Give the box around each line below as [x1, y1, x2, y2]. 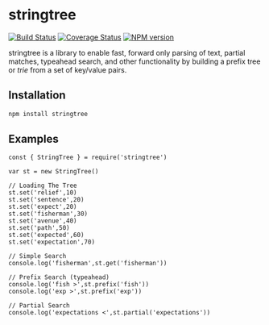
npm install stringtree [8, 110, 89, 118]
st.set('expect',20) [8, 203, 78, 211]
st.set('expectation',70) [8, 238, 95, 247]
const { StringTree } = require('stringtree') [8, 153, 168, 162]
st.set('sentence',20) [8, 196, 85, 204]
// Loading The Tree [8, 181, 78, 190]
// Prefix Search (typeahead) [8, 273, 110, 281]
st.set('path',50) [8, 224, 70, 232]
